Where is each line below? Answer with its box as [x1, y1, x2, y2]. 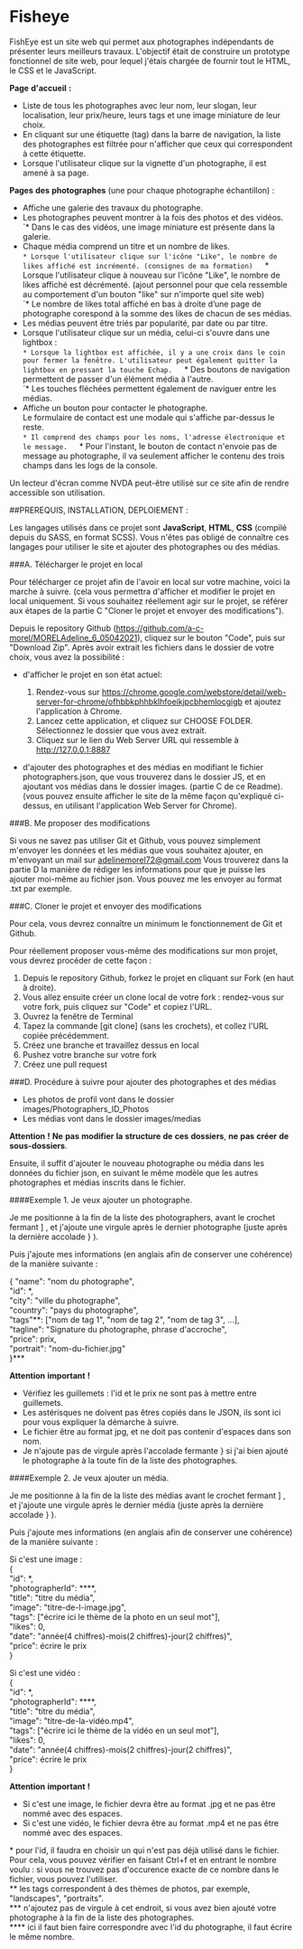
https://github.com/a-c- [115, 622, 205, 634]
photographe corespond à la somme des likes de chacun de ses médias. [22, 307, 292, 318]
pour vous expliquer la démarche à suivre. [22, 1417, 179, 1427]
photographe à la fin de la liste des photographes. [9, 1912, 195, 1923]
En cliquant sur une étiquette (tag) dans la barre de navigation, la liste [22, 128, 281, 139]
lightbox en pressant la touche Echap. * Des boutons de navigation [22, 363, 290, 374]
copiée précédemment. [22, 1030, 110, 1040]
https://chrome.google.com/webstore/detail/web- [102, 686, 287, 697]
